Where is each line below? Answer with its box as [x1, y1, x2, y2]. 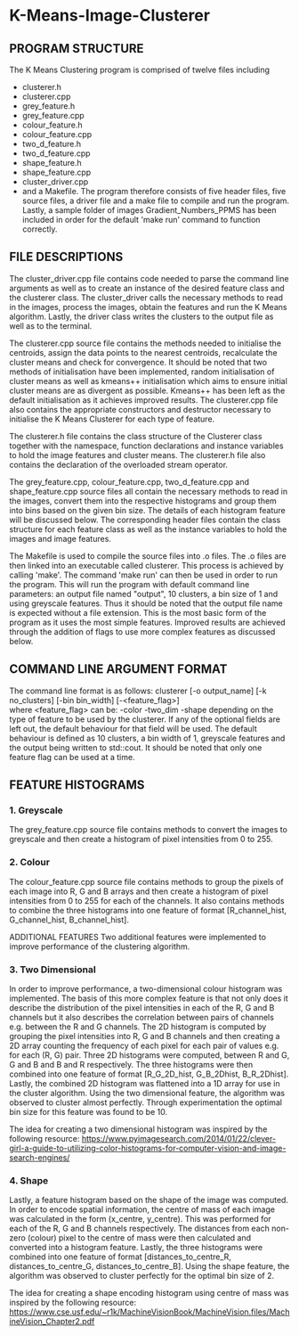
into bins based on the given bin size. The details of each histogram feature [9, 504, 287, 515]
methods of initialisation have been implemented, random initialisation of [9, 366, 275, 377]
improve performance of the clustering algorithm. [9, 941, 190, 952]
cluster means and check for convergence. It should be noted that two [9, 356, 268, 367]
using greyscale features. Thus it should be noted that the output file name [9, 598, 283, 609]
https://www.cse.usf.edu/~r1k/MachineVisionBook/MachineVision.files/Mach [9, 1306, 290, 1317]
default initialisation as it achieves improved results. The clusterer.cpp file [9, 394, 279, 405]
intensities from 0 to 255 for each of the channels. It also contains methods [9, 895, 285, 905]
